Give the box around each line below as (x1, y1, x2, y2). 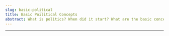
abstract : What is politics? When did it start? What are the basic (5, 16, 152, 21)
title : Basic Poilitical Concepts (5, 12, 78, 17)
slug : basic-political (5, 7, 53, 12)
